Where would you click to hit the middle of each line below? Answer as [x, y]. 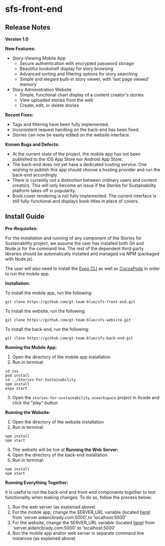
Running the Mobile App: [31, 347]
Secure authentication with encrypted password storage [77, 63]
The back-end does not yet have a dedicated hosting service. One [79, 164]
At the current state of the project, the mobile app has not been [76, 154]
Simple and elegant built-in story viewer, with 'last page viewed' [84, 79]
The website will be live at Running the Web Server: [65, 449]
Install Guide [25, 217]
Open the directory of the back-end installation [60, 455]
